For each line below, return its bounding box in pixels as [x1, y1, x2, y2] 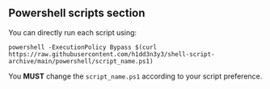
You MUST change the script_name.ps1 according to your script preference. [8, 71, 263, 81]
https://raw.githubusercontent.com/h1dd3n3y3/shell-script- [8, 50, 216, 59]
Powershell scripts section [8, 6, 146, 20]
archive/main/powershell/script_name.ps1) [8, 57, 154, 65]
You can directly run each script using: [8, 27, 137, 37]
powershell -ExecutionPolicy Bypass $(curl [8, 43, 158, 51]
